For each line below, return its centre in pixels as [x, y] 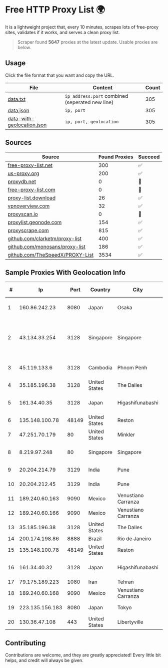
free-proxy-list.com [32, 189]
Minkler [126, 435]
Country [100, 290]
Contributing [25, 643]
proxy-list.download [32, 197]
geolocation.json [27, 125]
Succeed [149, 157]
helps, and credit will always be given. [44, 660]
